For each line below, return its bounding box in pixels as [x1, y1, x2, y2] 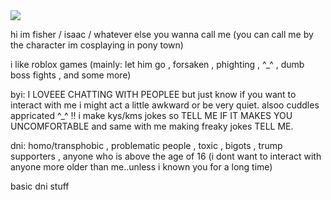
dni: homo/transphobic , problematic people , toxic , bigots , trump [10, 140, 283, 151]
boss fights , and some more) [10, 69, 132, 81]
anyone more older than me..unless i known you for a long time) [10, 161, 273, 173]
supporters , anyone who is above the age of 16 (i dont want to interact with [10, 150, 322, 162]
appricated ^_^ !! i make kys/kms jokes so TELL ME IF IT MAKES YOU [10, 110, 293, 121]
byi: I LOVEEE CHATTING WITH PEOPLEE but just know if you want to [10, 89, 297, 100]
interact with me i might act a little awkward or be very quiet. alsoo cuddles [10, 99, 320, 111]
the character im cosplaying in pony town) [10, 39, 184, 51]
